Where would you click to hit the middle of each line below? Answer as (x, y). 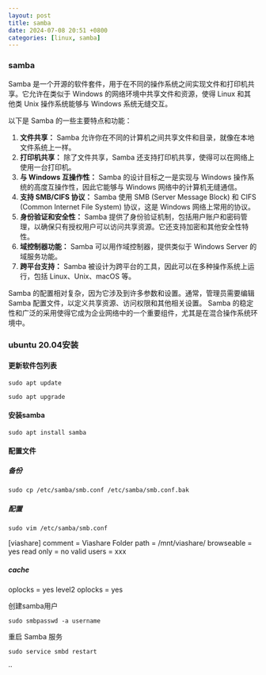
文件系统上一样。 (47, 147)
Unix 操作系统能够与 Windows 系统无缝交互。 (98, 103)
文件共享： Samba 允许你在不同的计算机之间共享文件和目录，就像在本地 (137, 137)
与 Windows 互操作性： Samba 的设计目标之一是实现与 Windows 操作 (133, 177)
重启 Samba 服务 (36, 637)
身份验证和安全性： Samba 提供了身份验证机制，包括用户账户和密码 (130, 217)
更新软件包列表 (32, 366)
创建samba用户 (33, 606)
